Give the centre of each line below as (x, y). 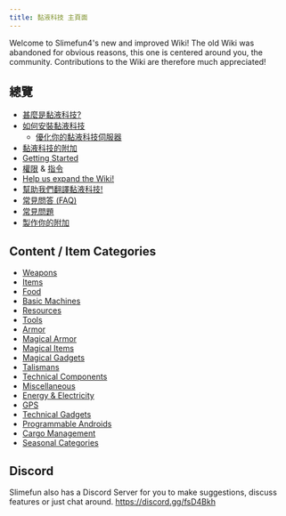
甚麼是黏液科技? (52, 115)
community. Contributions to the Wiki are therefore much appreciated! (138, 61)
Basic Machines (51, 301)
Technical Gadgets (57, 415)
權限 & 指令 (43, 169)
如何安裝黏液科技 (53, 126)
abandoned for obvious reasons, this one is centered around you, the (136, 52)
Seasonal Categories (61, 443)
